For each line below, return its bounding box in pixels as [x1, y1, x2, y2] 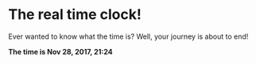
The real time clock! [8, 6, 142, 24]
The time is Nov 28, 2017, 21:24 [8, 47, 113, 56]
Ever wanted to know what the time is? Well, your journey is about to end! [8, 32, 249, 41]
